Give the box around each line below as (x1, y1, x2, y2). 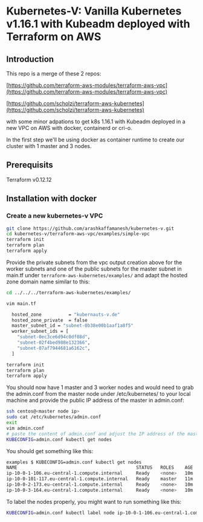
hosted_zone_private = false (11, 317, 88, 323)
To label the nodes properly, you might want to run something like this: (6, 498, 182, 505)
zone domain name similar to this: (6, 278, 90, 285)
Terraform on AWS (6, 30, 101, 43)
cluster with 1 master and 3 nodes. (6, 143, 92, 149)
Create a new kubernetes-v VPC (6, 211, 103, 220)
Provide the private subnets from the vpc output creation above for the (6, 259, 182, 266)
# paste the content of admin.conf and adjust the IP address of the (6, 431, 185, 437)
